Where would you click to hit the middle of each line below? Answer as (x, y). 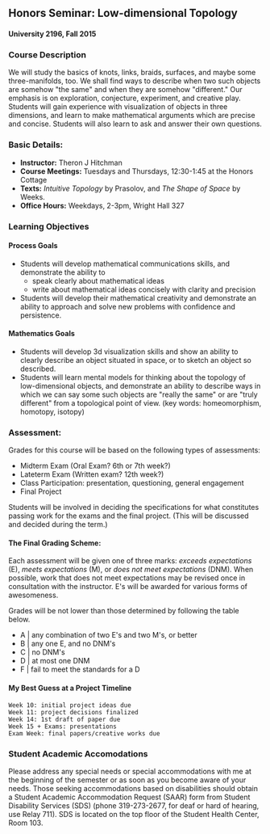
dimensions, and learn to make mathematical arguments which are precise (132, 116)
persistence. (41, 315)
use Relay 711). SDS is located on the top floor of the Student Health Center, (134, 814)
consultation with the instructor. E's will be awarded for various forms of (128, 587)
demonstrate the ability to (63, 272)
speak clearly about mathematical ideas (98, 280)
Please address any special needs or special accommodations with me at (130, 771)
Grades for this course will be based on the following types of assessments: (134, 450)
